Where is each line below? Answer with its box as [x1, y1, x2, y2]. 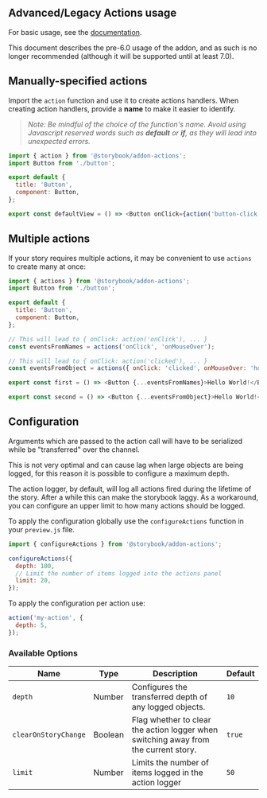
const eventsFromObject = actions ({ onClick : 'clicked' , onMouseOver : [8, 364, 247, 372]
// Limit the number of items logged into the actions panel [15, 569, 222, 578]
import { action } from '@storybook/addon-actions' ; [8, 151, 187, 160]
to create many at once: [8, 262, 86, 271]
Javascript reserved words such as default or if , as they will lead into [27, 127, 257, 138]
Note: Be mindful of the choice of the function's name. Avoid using [27, 119, 246, 129]
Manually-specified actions [8, 75, 148, 88]
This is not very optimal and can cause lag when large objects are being [8, 460, 244, 469]
